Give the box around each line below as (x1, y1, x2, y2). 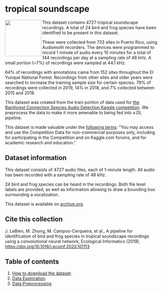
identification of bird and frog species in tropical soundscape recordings (5, 233, 149, 239)
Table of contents (5, 257, 59, 266)
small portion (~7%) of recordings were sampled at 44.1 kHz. (5, 60, 126, 66)
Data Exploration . (12, 275, 47, 281)
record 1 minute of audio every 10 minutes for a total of (42, 50, 151, 55)
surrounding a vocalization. (5, 191, 59, 197)
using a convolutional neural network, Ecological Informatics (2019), (5, 238, 140, 244)
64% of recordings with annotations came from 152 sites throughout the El (5, 69, 154, 75)
